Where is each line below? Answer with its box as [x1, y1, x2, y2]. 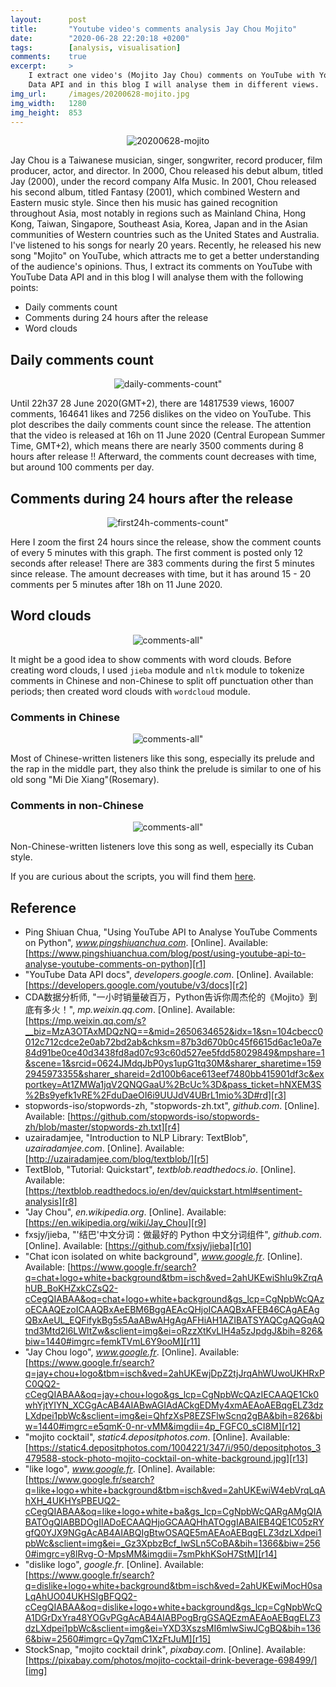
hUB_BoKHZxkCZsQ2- [24, 1282, 119, 1295]
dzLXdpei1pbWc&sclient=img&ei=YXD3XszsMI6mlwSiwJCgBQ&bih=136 [24, 1622, 322, 1635]
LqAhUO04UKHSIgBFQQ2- [24, 1591, 138, 1603]
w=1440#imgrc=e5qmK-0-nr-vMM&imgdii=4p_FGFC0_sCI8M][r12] [24, 1421, 301, 1433]
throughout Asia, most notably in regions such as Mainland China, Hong [10, 207, 307, 220]
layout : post [10, 14, 87, 25]
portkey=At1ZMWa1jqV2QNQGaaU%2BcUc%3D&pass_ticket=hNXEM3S [24, 1079, 322, 1091]
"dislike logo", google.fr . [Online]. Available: [24, 1559, 205, 1571]
